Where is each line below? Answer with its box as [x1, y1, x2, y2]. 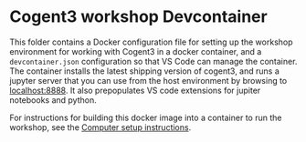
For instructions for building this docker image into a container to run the [9, 112, 282, 123]
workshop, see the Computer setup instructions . [9, 121, 192, 133]
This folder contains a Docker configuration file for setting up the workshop [9, 36, 294, 47]
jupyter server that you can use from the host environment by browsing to [9, 75, 288, 86]
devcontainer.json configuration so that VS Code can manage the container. [9, 56, 298, 66]
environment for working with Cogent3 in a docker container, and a [9, 46, 262, 56]
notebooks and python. [9, 94, 98, 106]
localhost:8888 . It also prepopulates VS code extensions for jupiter [9, 85, 261, 96]
